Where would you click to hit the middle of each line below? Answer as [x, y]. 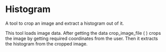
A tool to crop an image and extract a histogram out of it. [65, 23]
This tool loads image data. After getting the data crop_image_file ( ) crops [83, 33]
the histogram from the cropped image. [47, 43]
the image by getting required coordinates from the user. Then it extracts [82, 38]
